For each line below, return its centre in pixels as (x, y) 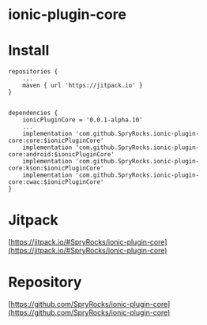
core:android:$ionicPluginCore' (61, 155)
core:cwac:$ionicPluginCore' (56, 182)
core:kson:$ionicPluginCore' (56, 168)
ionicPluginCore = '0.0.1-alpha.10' (83, 120)
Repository (45, 282)
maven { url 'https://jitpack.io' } (83, 86)
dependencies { (33, 113)
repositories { (33, 72)
